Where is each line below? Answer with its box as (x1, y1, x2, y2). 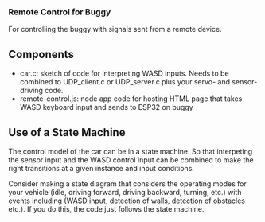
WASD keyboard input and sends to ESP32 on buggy (19, 103, 193, 112)
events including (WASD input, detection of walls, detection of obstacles (8, 196, 245, 205)
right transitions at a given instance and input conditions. (8, 163, 195, 173)
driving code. (19, 86, 64, 95)
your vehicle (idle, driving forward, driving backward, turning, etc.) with (8, 187, 242, 197)
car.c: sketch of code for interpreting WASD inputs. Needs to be (19, 68, 229, 78)
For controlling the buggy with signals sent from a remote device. (8, 25, 222, 34)
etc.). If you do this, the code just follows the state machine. (8, 204, 205, 213)
